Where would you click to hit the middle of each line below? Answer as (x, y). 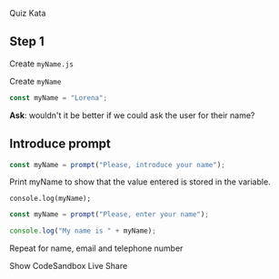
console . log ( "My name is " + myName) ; (83, 231)
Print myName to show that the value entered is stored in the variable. (140, 182)
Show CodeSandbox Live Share (69, 266)
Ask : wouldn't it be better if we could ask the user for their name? (132, 115)
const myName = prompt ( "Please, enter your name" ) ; (109, 214)
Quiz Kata (28, 13)
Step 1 (27, 41)
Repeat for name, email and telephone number (96, 248)
